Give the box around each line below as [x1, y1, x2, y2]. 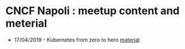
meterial [5, 17, 47, 30]
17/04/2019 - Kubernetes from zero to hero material [14, 36, 140, 43]
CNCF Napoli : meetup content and [5, 4, 180, 18]
